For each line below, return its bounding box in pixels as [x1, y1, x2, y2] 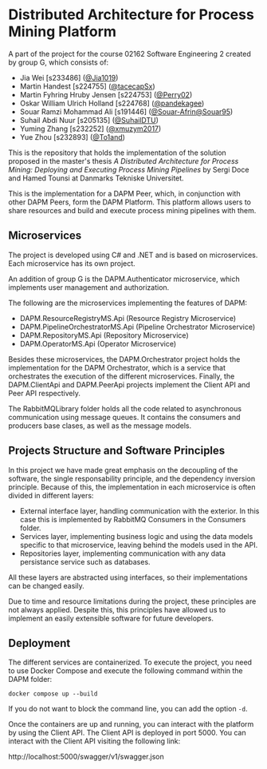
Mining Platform [8, 22, 117, 41]
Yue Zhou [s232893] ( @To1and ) [19, 132, 126, 141]
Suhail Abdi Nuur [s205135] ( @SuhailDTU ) [19, 115, 159, 125]
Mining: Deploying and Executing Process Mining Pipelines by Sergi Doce [8, 165, 249, 174]
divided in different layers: [8, 490, 94, 500]
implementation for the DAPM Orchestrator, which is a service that [8, 363, 226, 372]
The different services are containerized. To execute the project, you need [8, 657, 253, 668]
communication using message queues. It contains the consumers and [8, 412, 241, 422]
